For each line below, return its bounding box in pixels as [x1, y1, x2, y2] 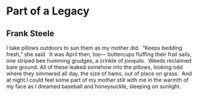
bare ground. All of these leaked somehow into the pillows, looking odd [6, 63, 183, 71]
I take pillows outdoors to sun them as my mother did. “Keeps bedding [6, 44, 183, 51]
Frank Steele [6, 28, 55, 39]
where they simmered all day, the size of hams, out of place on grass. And [6, 70, 192, 77]
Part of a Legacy [6, 4, 89, 18]
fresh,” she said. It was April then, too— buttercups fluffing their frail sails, [6, 51, 192, 58]
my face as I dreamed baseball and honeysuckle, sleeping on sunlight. [6, 83, 181, 90]
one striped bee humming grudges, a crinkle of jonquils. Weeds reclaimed [6, 57, 192, 64]
